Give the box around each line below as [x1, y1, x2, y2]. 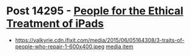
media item [105, 43, 134, 50]
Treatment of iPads [6, 17, 104, 30]
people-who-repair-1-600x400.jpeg [15, 43, 105, 50]
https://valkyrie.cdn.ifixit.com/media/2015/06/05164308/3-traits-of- [15, 36, 185, 43]
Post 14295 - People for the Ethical [6, 4, 184, 18]
